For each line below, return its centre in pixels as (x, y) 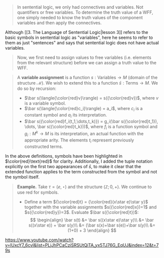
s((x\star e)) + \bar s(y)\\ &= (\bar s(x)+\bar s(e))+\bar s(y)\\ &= (92, 225)
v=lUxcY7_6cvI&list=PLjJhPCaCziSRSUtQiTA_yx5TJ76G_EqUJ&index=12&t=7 (82, 245)
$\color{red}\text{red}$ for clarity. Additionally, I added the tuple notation (79, 161)
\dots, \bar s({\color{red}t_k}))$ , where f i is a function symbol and (91, 127)
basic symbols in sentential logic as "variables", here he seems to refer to (79, 37)
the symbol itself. (22, 177)
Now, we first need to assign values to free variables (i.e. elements (84, 57)
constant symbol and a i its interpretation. (66, 115)
